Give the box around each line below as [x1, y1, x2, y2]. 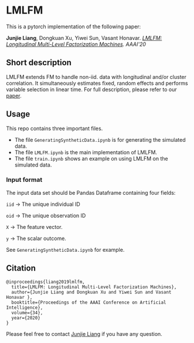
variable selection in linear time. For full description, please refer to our [6, 86, 177, 93]
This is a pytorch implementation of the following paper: [6, 23, 141, 30]
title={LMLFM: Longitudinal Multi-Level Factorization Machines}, [11, 284, 177, 290]
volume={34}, [11, 309, 43, 315]
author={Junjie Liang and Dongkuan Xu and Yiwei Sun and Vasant [11, 289, 172, 295]
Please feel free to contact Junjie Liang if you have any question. [6, 330, 162, 337]
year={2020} [11, 315, 41, 321]
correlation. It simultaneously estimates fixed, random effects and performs [6, 79, 189, 86]
